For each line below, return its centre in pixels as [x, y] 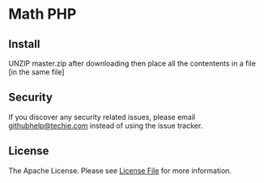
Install [24, 44]
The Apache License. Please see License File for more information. [120, 170]
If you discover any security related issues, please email [102, 117]
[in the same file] [36, 72]
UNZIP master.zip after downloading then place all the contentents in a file [132, 63]
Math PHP [43, 14]
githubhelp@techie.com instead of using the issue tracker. [106, 126]
